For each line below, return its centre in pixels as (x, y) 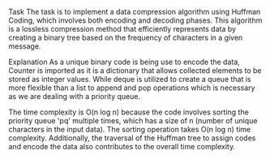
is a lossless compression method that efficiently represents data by (122, 29)
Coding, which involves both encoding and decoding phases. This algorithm (135, 20)
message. (25, 46)
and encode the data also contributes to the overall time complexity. (122, 146)
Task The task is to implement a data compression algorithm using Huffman (135, 12)
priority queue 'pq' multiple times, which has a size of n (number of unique (133, 120)
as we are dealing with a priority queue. (74, 96)
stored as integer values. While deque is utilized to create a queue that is (130, 79)
